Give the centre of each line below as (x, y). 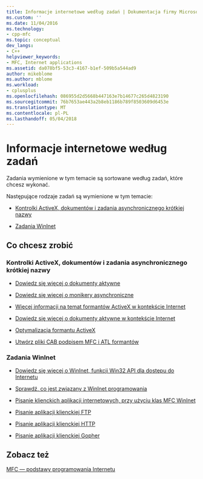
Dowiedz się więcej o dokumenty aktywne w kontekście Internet (95, 318)
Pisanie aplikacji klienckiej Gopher (57, 435)
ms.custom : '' (24, 18)
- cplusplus (21, 91)
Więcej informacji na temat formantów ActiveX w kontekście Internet (100, 307)
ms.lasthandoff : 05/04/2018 (42, 119)
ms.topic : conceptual (34, 40)
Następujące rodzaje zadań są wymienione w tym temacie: (79, 197)
